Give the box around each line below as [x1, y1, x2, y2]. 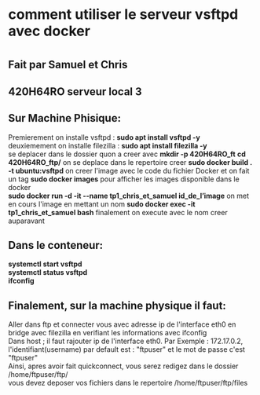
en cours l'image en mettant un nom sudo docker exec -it [8, 199, 196, 209]
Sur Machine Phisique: [8, 112, 122, 125]
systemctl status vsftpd [8, 268, 88, 277]
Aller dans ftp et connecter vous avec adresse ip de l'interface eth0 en [8, 320, 236, 329]
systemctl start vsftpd [8, 259, 82, 269]
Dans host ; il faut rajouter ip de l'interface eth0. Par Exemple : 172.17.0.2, [8, 336, 244, 346]
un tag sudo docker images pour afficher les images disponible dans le [8, 174, 240, 184]
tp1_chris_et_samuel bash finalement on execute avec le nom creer [8, 207, 228, 217]
